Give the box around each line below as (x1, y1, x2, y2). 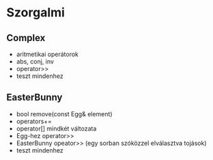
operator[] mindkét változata (16, 124, 97, 133)
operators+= (16, 117, 53, 125)
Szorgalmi (6, 5, 66, 21)
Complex (6, 32, 46, 44)
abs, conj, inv (16, 57, 54, 66)
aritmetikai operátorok (16, 50, 79, 58)
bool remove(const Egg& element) (16, 109, 113, 118)
